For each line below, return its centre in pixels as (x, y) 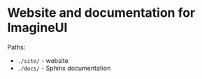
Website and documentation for (101, 13)
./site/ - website (43, 60)
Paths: (16, 47)
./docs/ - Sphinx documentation (64, 68)
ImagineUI (37, 28)
